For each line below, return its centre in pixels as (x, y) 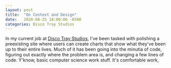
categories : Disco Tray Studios (40, 24)
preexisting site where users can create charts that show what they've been (85, 44)
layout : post (19, 10)
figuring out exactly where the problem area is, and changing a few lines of (85, 55)
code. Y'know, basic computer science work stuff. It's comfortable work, (82, 60)
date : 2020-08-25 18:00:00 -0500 (43, 19)
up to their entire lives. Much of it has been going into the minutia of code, (83, 49)
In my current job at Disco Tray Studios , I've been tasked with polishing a (82, 39)
